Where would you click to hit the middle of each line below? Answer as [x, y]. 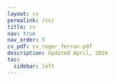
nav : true [22, 33]
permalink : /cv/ [31, 20]
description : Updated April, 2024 [58, 54]
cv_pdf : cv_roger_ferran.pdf [50, 46]
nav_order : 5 [26, 40]
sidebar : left [34, 66]
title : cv [22, 27]
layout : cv [23, 14]
